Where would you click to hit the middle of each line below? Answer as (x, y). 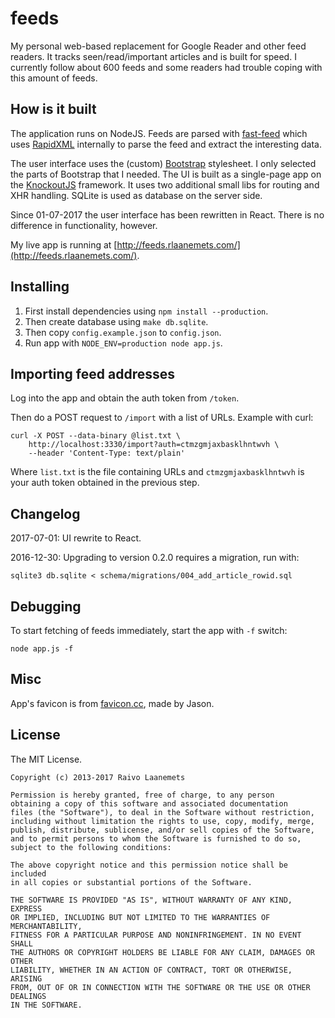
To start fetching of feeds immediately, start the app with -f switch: (149, 630)
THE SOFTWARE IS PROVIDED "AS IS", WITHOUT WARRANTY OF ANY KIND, (151, 900)
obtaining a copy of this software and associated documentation (149, 803)
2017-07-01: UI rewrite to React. (76, 538)
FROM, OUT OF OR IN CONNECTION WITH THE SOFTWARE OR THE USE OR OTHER (160, 987)
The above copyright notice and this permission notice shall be (149, 865)
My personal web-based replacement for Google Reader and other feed (158, 46)
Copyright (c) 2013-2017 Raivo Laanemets (98, 777)
